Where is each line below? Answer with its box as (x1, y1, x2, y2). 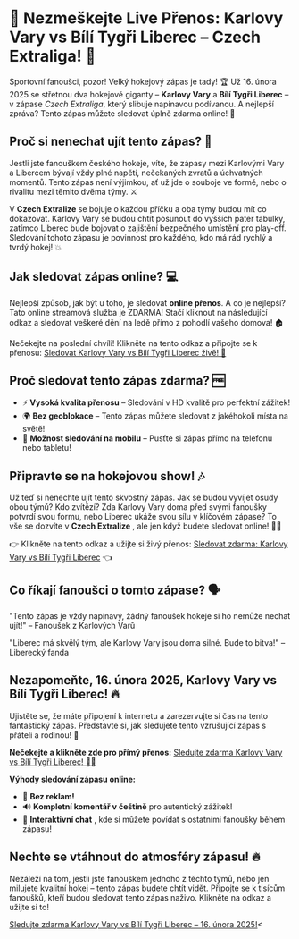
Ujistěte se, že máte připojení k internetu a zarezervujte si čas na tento (9, 710, 269, 721)
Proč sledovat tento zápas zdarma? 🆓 (9, 373, 226, 388)
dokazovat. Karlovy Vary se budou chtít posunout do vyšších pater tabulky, (9, 213, 286, 224)
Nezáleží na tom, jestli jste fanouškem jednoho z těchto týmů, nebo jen (9, 873, 270, 884)
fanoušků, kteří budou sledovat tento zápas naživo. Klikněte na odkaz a (9, 892, 272, 902)
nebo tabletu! (21, 443, 71, 453)
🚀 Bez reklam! (21, 791, 75, 801)
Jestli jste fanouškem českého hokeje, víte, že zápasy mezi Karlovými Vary (9, 157, 285, 168)
